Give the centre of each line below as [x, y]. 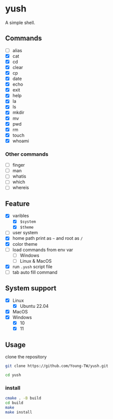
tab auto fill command [35, 272]
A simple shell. [20, 23]
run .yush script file [32, 266]
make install [19, 412]
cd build [14, 403]
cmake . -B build [23, 398]
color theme [25, 244]
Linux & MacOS [36, 261]
